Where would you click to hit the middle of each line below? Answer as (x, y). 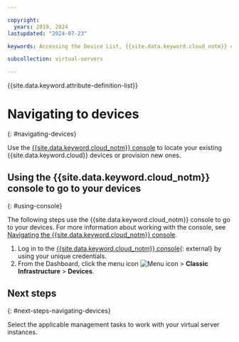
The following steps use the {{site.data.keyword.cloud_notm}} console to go (119, 219)
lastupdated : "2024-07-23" (47, 33)
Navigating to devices (73, 114)
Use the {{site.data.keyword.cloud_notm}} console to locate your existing (115, 148)
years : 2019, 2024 (41, 27)
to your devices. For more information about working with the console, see (117, 227)
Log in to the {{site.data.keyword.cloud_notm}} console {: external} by (119, 248)
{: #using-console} (35, 205)
